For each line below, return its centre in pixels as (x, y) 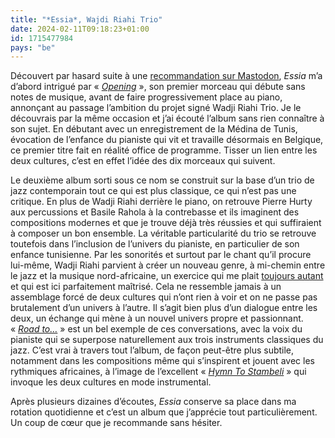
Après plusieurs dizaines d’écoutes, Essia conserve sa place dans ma (153, 402)
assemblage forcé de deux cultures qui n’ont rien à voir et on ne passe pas (164, 297)
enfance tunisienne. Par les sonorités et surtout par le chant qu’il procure (161, 255)
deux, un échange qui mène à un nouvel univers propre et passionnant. (157, 318)
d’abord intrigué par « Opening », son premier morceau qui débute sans (158, 87)
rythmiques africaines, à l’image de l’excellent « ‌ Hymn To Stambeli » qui (158, 372)
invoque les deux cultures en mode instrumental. (111, 382)
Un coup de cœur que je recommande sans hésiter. (116, 423)
